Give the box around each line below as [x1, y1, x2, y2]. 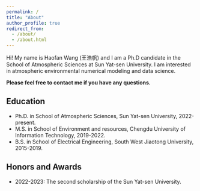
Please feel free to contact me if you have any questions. [6, 79, 151, 86]
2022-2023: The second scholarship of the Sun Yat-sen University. [14, 178, 181, 185]
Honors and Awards [6, 162, 82, 172]
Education [6, 96, 46, 107]
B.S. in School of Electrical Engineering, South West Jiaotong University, [14, 138, 194, 145]
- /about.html [11, 37, 47, 43]
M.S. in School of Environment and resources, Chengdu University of [14, 125, 186, 133]
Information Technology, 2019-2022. [14, 131, 106, 139]
